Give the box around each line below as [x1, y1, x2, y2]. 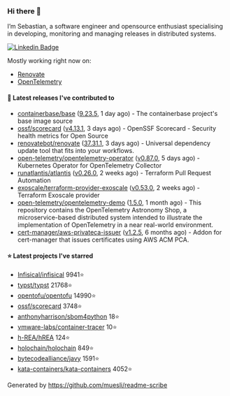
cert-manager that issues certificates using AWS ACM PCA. [17, 235, 189, 244]
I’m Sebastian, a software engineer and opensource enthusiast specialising [7, 22, 224, 31]
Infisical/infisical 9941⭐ [17, 270, 85, 279]
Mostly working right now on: [7, 57, 92, 65]
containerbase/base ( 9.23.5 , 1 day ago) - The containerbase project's [17, 109, 218, 117]
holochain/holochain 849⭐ [17, 344, 94, 352]
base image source [17, 117, 73, 125]
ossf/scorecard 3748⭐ [17, 302, 82, 310]
